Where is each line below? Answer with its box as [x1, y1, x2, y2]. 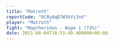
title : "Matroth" [6, 8, 50, 15]
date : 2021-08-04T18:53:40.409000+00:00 [6, 30, 109, 36]
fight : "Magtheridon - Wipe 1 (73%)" [6, 25, 100, 31]
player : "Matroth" [6, 19, 52, 25]
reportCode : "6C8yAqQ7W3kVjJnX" [6, 14, 87, 20]
